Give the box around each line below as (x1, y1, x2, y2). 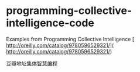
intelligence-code (6, 16, 95, 30)
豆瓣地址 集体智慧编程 (6, 60, 57, 67)
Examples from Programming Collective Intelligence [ (6, 35, 135, 42)
